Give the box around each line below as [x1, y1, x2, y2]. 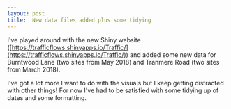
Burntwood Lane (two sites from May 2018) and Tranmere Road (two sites [7, 58, 220, 66]
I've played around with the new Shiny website [7, 35, 141, 44]
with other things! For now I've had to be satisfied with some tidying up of [7, 86, 219, 94]
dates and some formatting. [7, 93, 87, 101]
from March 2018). [7, 65, 61, 74]
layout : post [7, 10, 45, 17]
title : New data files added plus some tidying [7, 17, 151, 24]
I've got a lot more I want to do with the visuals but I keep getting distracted [7, 78, 225, 87]
